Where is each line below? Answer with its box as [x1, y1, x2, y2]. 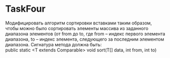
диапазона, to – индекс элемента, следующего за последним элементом [5, 36, 164, 42]
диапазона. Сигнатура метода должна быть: [5, 41, 102, 47]
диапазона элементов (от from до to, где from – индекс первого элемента [5, 31, 165, 37]
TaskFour [5, 3, 46, 15]
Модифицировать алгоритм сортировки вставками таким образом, [5, 20, 152, 26]
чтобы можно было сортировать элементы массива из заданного [5, 25, 149, 31]
